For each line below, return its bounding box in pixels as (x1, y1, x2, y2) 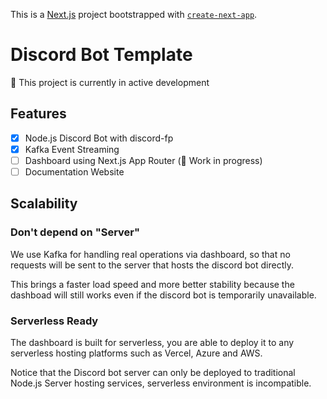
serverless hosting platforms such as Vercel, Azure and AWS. (10, 347, 263, 359)
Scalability (10, 195, 78, 213)
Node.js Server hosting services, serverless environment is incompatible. (10, 377, 312, 389)
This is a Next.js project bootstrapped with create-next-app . (10, 9, 258, 20)
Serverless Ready (10, 314, 99, 328)
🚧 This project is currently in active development (10, 76, 210, 88)
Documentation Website (24, 165, 125, 178)
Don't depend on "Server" (10, 225, 141, 239)
